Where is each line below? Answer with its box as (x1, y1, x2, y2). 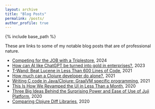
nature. (5, 48, 19, 54)
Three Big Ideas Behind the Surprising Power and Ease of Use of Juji (12, 88, 149, 94)
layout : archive (5, 7, 38, 12)
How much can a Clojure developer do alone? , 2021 (12, 73, 115, 79)
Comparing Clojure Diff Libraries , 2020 (12, 98, 90, 104)
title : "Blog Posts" (5, 12, 47, 16)
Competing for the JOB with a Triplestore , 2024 (12, 57, 108, 63)
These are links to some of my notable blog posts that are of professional (5, 43, 151, 49)
